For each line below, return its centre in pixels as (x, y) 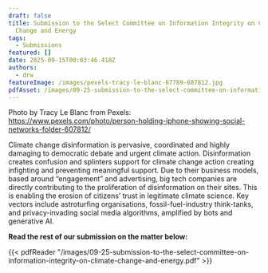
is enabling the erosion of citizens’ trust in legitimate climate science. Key (129, 196)
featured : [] (30, 53)
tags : (17, 38)
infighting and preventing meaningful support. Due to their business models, (134, 170)
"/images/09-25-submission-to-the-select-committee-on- (153, 252)
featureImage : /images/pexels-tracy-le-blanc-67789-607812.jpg (116, 82)
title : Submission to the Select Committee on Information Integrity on (132, 23)
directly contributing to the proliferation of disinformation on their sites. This (133, 188)
